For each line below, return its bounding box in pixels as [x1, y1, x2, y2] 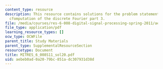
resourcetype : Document [5, 48, 53, 52]
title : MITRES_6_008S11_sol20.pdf [5, 52, 75, 57]
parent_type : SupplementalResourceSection [5, 43, 92, 48]
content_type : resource [5, 7, 53, 12]
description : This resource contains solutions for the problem [5, 12, 138, 17]
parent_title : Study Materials [5, 39, 68, 44]
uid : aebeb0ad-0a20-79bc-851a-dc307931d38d [5, 57, 95, 62]
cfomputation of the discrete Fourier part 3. [9, 16, 105, 21]
